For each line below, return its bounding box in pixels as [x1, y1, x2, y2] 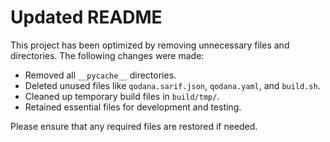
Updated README [10, 6, 163, 29]
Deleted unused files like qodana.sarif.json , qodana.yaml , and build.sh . [24, 79, 321, 91]
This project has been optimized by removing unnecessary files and [10, 39, 290, 51]
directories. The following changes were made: [10, 49, 205, 61]
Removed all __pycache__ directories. [24, 69, 177, 81]
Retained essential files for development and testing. [24, 101, 242, 113]
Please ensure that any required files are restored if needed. [10, 120, 258, 132]
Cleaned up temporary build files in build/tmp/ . [24, 90, 220, 102]
